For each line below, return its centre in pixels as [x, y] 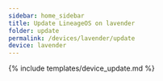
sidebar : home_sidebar [46, 16]
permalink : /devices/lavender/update [72, 38]
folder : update [34, 30]
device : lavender [38, 46]
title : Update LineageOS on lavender [72, 23]
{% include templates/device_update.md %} [82, 68]
